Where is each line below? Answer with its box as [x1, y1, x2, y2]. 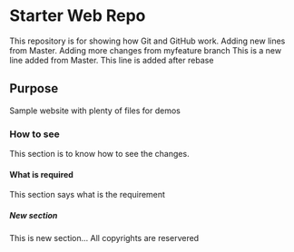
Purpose [9, 81, 59, 96]
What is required [9, 169, 74, 179]
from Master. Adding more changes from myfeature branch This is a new [9, 44, 282, 55]
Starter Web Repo [9, 5, 146, 26]
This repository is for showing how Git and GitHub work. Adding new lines [9, 35, 286, 46]
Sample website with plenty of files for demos [9, 105, 181, 116]
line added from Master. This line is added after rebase [9, 54, 214, 65]
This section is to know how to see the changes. [9, 149, 190, 160]
